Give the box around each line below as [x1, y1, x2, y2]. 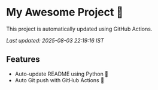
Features [6, 54, 40, 65]
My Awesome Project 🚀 [6, 5, 124, 19]
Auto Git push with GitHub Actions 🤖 [14, 76, 105, 83]
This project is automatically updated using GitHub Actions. [6, 25, 153, 32]
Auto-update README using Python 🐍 [14, 70, 109, 77]
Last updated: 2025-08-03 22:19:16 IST [6, 37, 105, 44]
